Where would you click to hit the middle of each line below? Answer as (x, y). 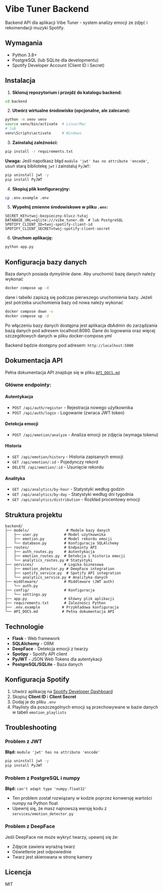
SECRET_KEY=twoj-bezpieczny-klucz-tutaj (47, 216)
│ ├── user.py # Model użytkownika (55, 535)
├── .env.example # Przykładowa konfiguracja (62, 607)
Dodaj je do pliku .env (34, 701)
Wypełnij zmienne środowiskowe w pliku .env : (60, 207)
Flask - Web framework (36, 638)
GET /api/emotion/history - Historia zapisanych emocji (68, 457)
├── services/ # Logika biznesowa (54, 565)
